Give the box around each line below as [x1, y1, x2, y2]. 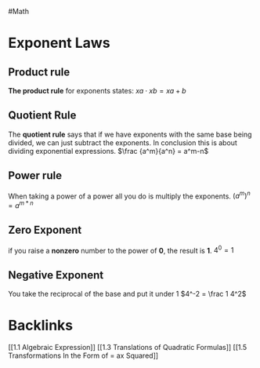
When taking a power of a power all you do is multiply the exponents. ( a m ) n [8, 190, 251, 201]
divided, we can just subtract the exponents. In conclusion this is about [8, 137, 237, 148]
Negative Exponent [8, 268, 104, 282]
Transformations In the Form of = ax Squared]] [8, 351, 159, 360]
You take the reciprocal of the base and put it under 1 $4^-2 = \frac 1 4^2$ [8, 290, 247, 299]
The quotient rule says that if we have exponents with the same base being [8, 129, 252, 139]
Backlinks [8, 317, 74, 334]
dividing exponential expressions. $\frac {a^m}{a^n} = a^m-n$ [8, 146, 209, 155]
